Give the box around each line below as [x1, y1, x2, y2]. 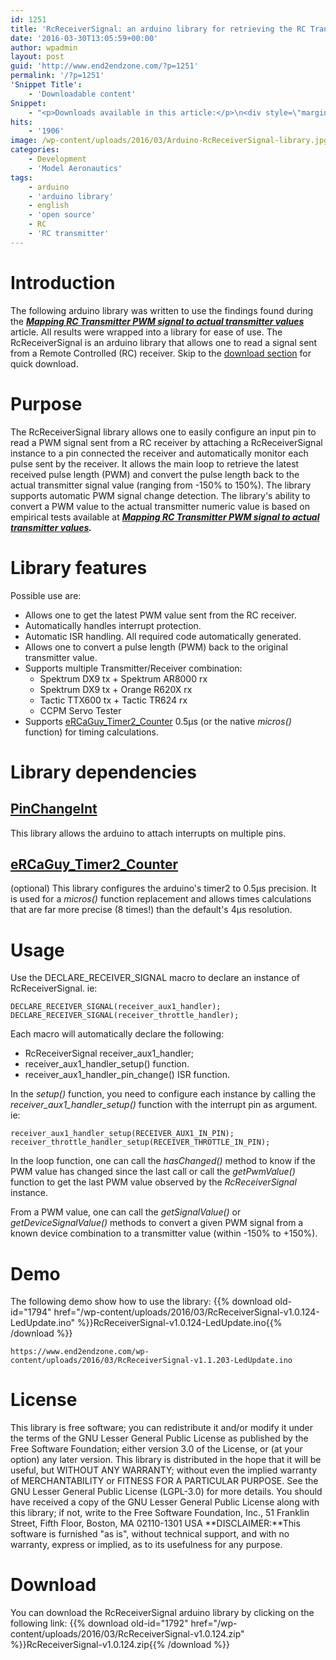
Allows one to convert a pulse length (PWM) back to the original [24, 641, 288, 653]
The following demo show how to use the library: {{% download [10, 1296, 273, 1308]
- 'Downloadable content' [28, 89, 137, 99]
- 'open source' [28, 210, 97, 220]
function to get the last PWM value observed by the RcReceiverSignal [10, 1176, 297, 1188]
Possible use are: [10, 589, 82, 601]
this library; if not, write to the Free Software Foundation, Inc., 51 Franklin [10, 1507, 310, 1519]
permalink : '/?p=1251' [10, 71, 105, 81]
